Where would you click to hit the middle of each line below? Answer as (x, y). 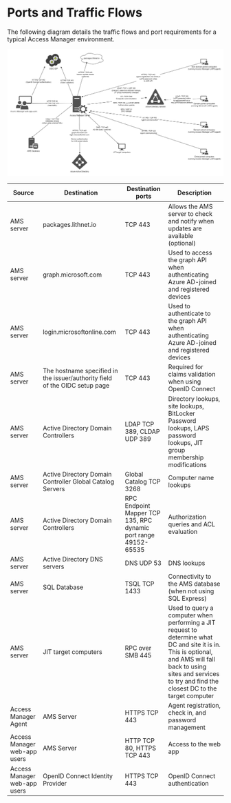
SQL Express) (188, 598)
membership (186, 457)
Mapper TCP (143, 513)
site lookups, (186, 406)
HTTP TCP (140, 740)
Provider (55, 783)
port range (140, 535)
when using (185, 381)
